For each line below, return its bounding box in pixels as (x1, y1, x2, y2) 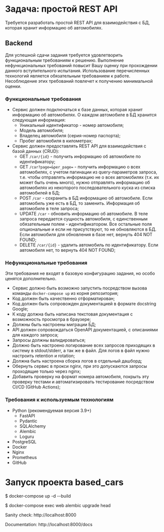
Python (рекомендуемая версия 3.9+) (12, 408, 92, 413)
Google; (12, 306, 28, 312)
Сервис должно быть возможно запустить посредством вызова (12, 285, 147, 291)
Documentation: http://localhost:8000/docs (5, 521, 93, 527)
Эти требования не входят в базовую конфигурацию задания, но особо (5, 270, 155, 276)
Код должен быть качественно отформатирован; (12, 295, 115, 302)
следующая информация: (12, 117, 66, 123)
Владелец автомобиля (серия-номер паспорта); (19, 133, 121, 139)
